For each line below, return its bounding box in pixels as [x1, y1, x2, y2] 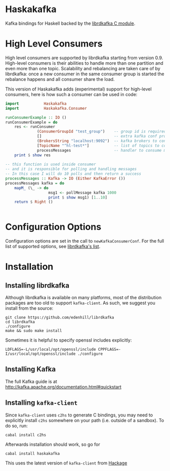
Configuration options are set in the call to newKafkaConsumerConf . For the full [5, 238, 164, 244]
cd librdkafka [5, 319, 35, 324]
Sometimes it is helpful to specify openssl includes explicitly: [5, 337, 132, 343]
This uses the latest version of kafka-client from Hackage [5, 460, 127, 466]
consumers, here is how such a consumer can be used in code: [5, 91, 138, 97]
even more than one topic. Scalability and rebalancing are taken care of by [5, 65, 160, 71]
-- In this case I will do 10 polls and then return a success [5, 171, 142, 176]
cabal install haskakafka [5, 451, 60, 456]
